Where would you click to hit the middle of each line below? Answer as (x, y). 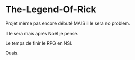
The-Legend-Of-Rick (51, 9)
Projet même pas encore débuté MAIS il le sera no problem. (68, 23)
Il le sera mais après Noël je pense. (42, 33)
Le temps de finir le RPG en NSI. (39, 43)
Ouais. (12, 53)
